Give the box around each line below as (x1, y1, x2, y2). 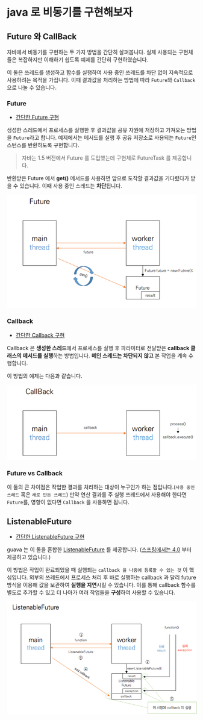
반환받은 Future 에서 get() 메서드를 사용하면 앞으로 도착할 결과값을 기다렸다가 (7, 175, 189, 182)
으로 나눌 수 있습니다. (7, 84, 57, 91)
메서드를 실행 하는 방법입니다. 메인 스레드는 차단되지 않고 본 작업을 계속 (22, 352, 187, 359)
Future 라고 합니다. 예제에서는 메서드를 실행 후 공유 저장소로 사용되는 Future (13, 134, 192, 142)
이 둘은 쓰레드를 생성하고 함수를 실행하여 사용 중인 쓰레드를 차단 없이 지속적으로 (7, 69, 193, 76)
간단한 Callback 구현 (15, 331, 65, 339)
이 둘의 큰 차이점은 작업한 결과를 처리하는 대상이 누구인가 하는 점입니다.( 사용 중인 (7, 483, 195, 491)
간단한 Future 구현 (15, 114, 60, 121)
